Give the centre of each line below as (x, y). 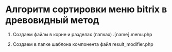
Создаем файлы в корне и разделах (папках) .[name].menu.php (82, 34)
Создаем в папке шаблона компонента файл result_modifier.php (83, 44)
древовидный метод (52, 20)
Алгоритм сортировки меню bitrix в (86, 9)
